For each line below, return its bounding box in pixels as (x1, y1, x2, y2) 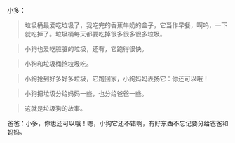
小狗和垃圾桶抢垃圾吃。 (24, 60, 93, 68)
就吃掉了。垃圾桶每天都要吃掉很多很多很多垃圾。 (24, 30, 166, 38)
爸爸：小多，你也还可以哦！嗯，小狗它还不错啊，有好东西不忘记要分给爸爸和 (7, 119, 229, 128)
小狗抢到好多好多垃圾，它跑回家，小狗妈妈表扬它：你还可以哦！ (24, 74, 209, 83)
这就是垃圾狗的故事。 (24, 104, 86, 112)
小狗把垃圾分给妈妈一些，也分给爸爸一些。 (24, 90, 148, 97)
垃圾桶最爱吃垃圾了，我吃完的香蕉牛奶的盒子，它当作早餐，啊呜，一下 (24, 21, 228, 29)
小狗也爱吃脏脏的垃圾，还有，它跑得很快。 (24, 45, 148, 53)
